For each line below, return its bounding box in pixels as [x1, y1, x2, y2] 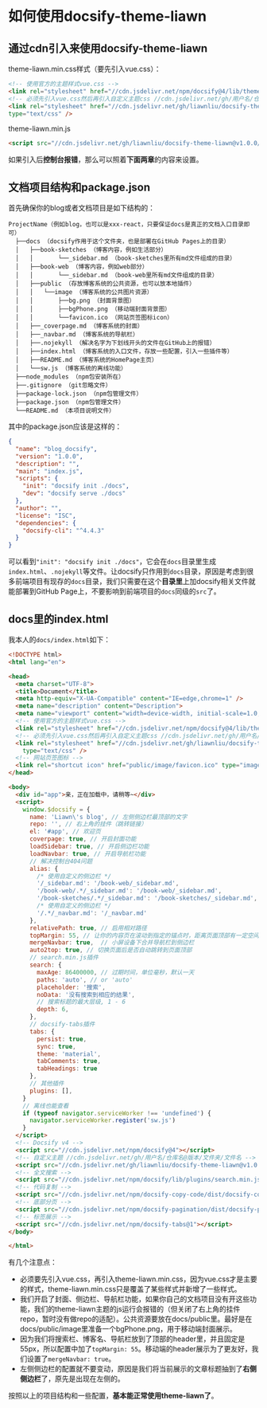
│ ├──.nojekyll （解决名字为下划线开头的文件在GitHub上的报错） [15, 339, 216, 347]
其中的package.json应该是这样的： [8, 422, 122, 431]
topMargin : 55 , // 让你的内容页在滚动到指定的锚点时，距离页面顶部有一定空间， [29, 931, 265, 939]
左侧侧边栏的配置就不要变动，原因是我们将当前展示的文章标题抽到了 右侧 [19, 1364, 257, 1374]
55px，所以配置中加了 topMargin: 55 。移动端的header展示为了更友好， [19, 1344, 252, 1354]
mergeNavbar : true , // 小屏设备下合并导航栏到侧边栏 [29, 939, 195, 947]
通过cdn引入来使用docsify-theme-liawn [8, 41, 208, 55]
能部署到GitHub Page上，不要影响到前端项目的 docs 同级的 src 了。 [8, 586, 221, 596]
